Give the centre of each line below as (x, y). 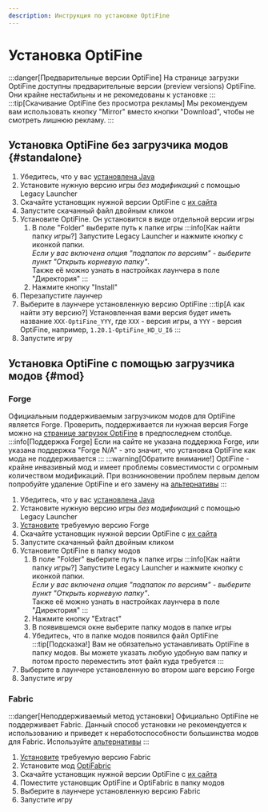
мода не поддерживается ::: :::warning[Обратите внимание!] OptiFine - (129, 459)
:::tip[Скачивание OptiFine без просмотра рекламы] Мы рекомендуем (128, 103)
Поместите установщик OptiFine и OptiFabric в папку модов (122, 783)
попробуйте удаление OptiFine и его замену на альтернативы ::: (118, 484)
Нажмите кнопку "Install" (75, 287)
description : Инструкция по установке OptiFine (89, 16)
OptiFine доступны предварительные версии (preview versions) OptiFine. (132, 86)
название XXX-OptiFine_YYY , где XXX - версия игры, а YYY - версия (131, 322)
